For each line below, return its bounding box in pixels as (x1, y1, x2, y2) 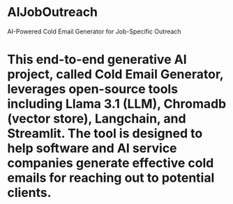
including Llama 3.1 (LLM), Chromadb (7, 96, 227, 112)
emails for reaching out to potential (7, 170, 215, 186)
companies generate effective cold (7, 155, 214, 171)
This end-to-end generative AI (7, 52, 187, 68)
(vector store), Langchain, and (7, 111, 186, 127)
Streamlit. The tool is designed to (7, 126, 203, 141)
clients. (7, 185, 52, 201)
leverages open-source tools (7, 81, 179, 97)
